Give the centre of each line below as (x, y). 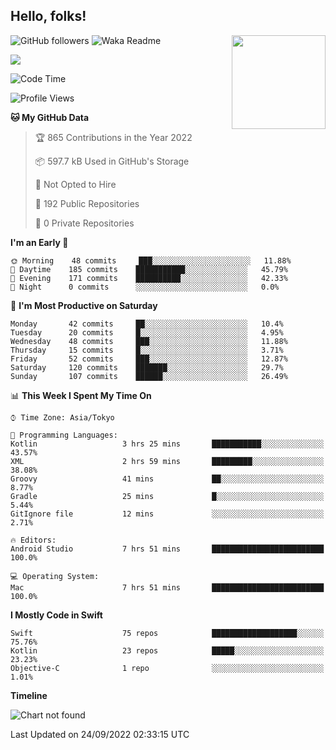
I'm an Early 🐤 (39, 242)
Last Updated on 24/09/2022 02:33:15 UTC (100, 734)
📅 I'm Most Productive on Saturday (84, 305)
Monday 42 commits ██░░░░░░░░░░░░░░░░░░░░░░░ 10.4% (147, 324)
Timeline (29, 695)
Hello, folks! (48, 16)
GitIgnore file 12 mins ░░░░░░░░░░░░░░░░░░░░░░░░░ (167, 514)
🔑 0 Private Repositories (84, 223)
